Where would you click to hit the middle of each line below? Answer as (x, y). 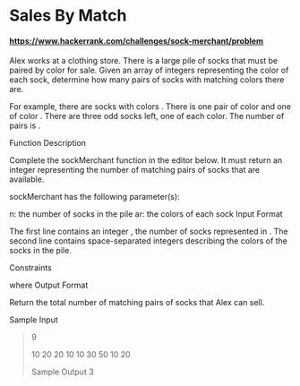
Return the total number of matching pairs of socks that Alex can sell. (137, 303)
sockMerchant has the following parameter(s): (95, 197)
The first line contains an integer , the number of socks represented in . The (149, 232)
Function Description (48, 143)
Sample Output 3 (62, 372)
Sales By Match (68, 16)
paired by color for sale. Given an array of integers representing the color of (149, 70)
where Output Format (49, 285)
